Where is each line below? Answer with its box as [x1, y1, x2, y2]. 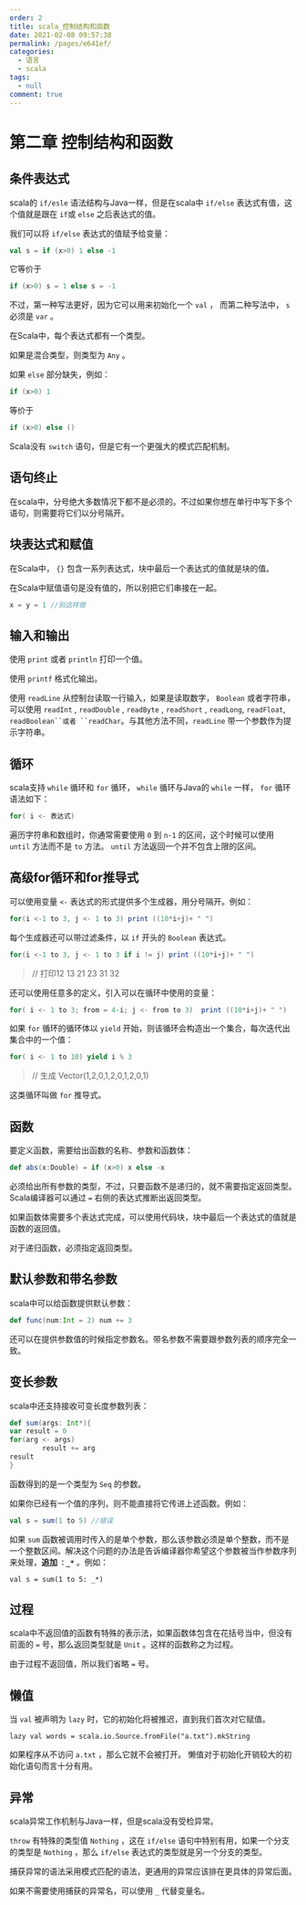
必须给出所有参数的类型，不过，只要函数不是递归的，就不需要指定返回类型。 [9, 1181, 297, 1191]
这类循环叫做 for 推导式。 [9, 1090, 107, 1101]
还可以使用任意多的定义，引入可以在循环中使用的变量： [9, 987, 217, 998]
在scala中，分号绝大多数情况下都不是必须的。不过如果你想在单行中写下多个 [9, 496, 293, 507]
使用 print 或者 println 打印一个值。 [9, 654, 148, 665]
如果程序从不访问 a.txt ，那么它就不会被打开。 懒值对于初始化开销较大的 [9, 1749, 284, 1760]
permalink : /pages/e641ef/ [9, 38, 112, 48]
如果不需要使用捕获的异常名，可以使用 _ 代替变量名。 [9, 1886, 210, 1897]
